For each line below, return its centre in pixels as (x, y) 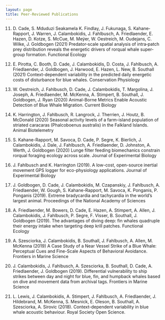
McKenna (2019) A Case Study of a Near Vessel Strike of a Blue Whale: (84, 246)
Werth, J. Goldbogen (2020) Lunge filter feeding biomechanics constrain (86, 150)
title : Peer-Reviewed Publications (42, 14)
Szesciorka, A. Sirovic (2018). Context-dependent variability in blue (81, 307)
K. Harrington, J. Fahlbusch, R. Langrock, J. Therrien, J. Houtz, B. (79, 114)
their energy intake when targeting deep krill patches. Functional (78, 226)
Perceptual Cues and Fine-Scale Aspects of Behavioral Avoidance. (80, 251)
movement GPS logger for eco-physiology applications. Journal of (80, 170)
